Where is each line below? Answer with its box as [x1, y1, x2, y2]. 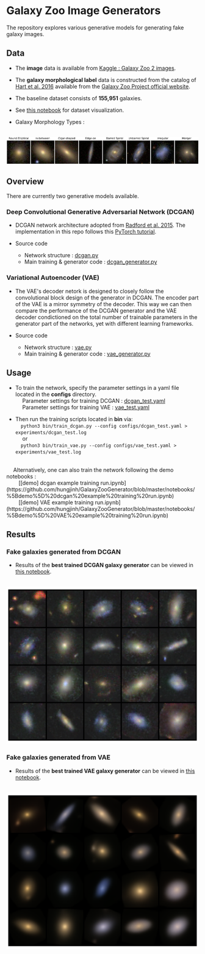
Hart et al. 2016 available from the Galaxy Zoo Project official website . [15, 83, 190, 90]
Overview [6, 176, 45, 186]
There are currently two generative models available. [6, 193, 139, 200]
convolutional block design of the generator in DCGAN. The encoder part [15, 294, 199, 301]
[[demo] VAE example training [18, 499, 94, 506]
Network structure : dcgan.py [24, 252, 99, 259]
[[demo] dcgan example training [18, 479, 99, 486]
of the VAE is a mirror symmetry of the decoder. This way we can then [15, 300, 192, 307]
